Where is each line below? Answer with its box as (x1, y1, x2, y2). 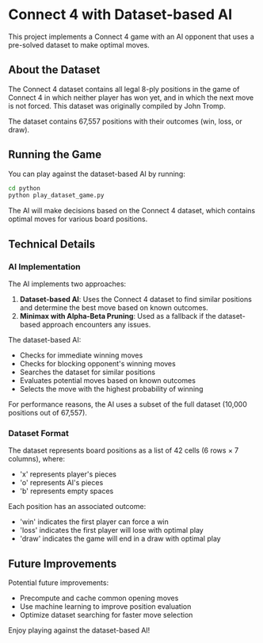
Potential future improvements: (8, 578, 109, 588)
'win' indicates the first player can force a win (19, 517, 169, 526)
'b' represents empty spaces (19, 486, 114, 496)
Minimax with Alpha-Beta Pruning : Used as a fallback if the (19, 312, 216, 320)
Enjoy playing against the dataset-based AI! (8, 626, 151, 635)
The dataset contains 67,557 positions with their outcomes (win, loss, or (8, 117, 243, 126)
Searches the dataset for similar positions (19, 367, 156, 377)
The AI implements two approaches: (8, 279, 127, 289)
